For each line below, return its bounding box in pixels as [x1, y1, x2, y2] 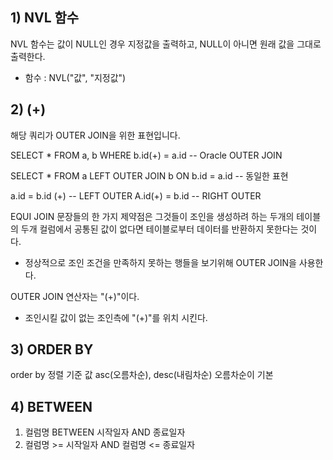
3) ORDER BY [10, 341, 94, 358]
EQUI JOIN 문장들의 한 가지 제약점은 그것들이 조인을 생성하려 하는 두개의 [10, 210, 295, 222]
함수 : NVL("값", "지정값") [24, 71, 127, 83]
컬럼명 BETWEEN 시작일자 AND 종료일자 [24, 426, 186, 438]
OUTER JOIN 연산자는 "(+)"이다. [10, 290, 140, 302]
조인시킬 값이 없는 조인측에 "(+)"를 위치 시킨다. [24, 311, 208, 323]
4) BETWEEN [10, 398, 93, 415]
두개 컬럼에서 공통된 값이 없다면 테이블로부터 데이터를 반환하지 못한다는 [20, 223, 299, 235]
